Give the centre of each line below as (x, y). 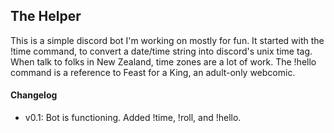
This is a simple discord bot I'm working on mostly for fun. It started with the (167, 40)
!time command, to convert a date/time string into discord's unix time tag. (161, 51)
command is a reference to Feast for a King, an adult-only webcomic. (153, 72)
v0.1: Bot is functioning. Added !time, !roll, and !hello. (133, 118)
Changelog (34, 95)
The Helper (46, 16)
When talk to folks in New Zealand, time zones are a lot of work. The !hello (163, 61)
